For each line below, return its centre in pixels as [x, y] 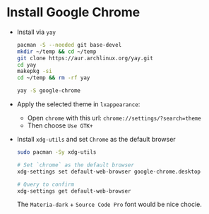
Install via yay [36, 32]
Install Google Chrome [73, 12]
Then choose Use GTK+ [60, 125]
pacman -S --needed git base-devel [69, 45]
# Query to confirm [46, 184]
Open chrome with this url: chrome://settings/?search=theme [114, 118]
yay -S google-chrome [49, 91]
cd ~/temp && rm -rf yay [53, 78]
